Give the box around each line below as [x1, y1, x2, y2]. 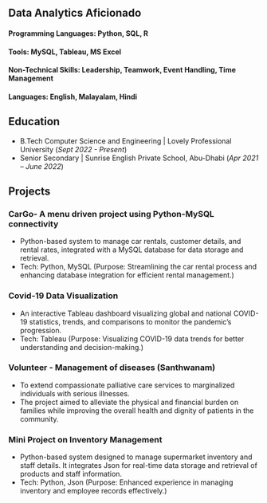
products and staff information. [19, 470, 122, 479]
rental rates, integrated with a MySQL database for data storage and [19, 245, 244, 254]
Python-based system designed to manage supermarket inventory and [19, 452, 253, 462]
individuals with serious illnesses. [19, 388, 130, 398]
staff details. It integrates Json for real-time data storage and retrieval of [19, 461, 257, 470]
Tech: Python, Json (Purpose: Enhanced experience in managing [19, 477, 234, 487]
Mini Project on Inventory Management [8, 434, 163, 445]
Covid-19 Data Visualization [8, 290, 119, 301]
